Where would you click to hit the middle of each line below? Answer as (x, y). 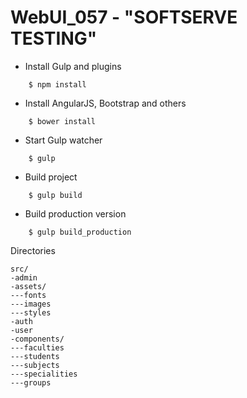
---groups (31, 382)
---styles (31, 312)
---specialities (44, 374)
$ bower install (62, 121)
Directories (33, 250)
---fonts (28, 295)
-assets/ (28, 286)
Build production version (75, 213)
